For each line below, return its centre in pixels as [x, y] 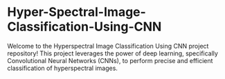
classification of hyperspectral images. [62, 68]
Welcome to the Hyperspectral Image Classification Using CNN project [108, 46]
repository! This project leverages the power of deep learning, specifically [112, 53]
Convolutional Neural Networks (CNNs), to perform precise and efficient [110, 60]
